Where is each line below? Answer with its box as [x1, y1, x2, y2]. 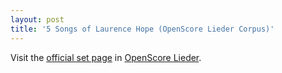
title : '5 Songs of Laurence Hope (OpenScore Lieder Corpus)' [10, 24, 275, 34]
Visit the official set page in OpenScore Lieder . [10, 51, 202, 63]
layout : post [10, 14, 65, 25]
